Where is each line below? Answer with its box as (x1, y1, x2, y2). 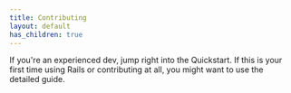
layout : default (9, 22, 71, 31)
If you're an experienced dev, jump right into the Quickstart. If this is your (9, 55, 283, 66)
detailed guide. (9, 74, 65, 85)
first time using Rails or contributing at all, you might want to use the (9, 64, 265, 75)
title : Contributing (9, 13, 88, 23)
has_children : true (9, 30, 83, 39)
